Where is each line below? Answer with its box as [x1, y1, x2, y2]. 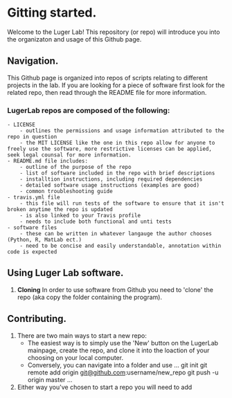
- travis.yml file [7, 194, 60, 201]
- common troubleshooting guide [19, 188, 113, 195]
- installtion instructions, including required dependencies [19, 176, 203, 183]
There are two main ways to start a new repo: [17, 331, 148, 340]
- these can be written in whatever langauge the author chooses [19, 230, 213, 237]
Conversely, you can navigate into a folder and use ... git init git [27, 361, 208, 369]
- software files [7, 224, 57, 231]
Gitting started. [7, 5, 97, 21]
